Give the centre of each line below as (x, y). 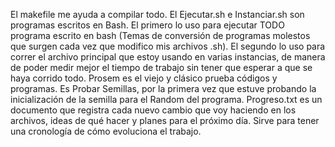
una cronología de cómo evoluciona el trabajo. (106, 131)
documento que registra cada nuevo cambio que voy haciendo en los (153, 110)
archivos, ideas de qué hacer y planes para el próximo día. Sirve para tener (165, 120)
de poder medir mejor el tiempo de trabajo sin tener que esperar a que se (161, 67)
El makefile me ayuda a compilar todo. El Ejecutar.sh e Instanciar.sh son (157, 14)
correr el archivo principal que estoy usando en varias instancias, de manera (168, 57)
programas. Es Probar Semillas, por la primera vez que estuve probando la (163, 88)
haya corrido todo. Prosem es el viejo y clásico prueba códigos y (144, 78)
